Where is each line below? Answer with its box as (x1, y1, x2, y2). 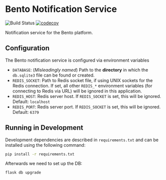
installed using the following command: (5, 142, 86, 148)
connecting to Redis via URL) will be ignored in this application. (12, 88, 142, 94)
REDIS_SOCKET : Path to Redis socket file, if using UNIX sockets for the (12, 77, 153, 83)
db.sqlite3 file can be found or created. (12, 72, 95, 78)
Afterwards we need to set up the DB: (5, 161, 82, 167)
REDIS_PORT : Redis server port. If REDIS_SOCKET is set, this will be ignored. (12, 103, 161, 110)
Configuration (5, 44, 50, 53)
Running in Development (5, 123, 84, 132)
